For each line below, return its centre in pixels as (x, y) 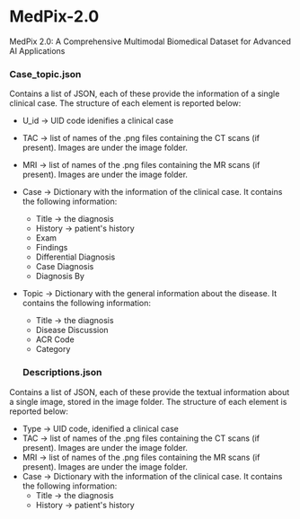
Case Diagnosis (65, 267)
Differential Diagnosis (75, 257)
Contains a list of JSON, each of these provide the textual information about (150, 391)
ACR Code (55, 339)
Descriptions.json (62, 373)
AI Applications (37, 50)
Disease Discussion (72, 330)
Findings (52, 248)
